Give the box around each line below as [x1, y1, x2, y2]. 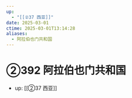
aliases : [6, 31, 28, 37]
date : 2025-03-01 [6, 20, 49, 26]
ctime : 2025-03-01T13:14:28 [6, 25, 76, 31]
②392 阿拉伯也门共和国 [6, 64, 126, 77]
